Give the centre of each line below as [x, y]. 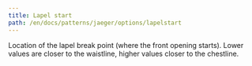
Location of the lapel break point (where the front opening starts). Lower [126, 45]
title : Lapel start [40, 15]
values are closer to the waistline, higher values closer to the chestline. [124, 53]
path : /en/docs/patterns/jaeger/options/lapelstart [95, 23]
